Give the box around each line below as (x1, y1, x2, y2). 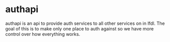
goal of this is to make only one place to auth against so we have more (5, 25, 154, 31)
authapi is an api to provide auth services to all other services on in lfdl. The (5, 20, 165, 26)
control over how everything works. (5, 31, 80, 37)
